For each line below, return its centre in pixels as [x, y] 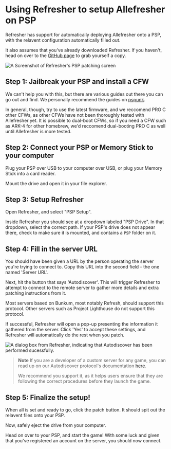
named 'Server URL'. [27, 272]
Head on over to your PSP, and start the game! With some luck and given [82, 435]
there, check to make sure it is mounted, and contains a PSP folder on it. [81, 233]
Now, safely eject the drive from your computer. [56, 425]
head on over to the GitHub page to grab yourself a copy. [66, 56]
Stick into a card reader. [31, 173]
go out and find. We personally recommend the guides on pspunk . [75, 99]
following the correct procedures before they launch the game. [84, 381]
